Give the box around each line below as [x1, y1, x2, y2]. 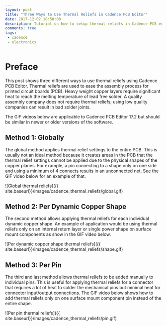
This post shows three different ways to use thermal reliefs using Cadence [5, 78, 158, 84]
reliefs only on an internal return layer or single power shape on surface [5, 226, 152, 232]
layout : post [5, 7, 32, 12]
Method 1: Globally [5, 133, 65, 142]
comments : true [5, 26, 37, 31]
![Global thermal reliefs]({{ [5, 183, 59, 189]
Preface [5, 61, 38, 72]
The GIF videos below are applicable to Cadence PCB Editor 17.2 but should [5, 113, 160, 119]
